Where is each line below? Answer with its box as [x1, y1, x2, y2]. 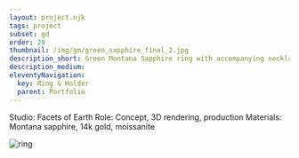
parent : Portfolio [17, 87, 86, 96]
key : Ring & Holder [17, 79, 90, 88]
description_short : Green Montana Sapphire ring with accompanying [9, 54, 265, 63]
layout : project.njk [9, 12, 86, 22]
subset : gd [9, 29, 50, 38]
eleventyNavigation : [9, 71, 86, 80]
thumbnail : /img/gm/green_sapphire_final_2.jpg [9, 46, 190, 55]
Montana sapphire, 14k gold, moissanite [9, 121, 156, 131]
